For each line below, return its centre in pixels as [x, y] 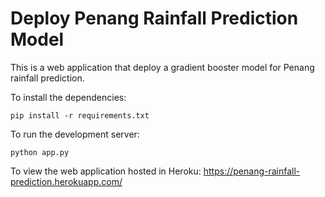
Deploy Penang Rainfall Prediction [154, 18]
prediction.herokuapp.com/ [66, 181]
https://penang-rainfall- [252, 171]
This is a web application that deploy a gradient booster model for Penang [162, 67]
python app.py [40, 152]
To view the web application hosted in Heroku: [106, 171]
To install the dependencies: [68, 97]
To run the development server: [75, 134]
